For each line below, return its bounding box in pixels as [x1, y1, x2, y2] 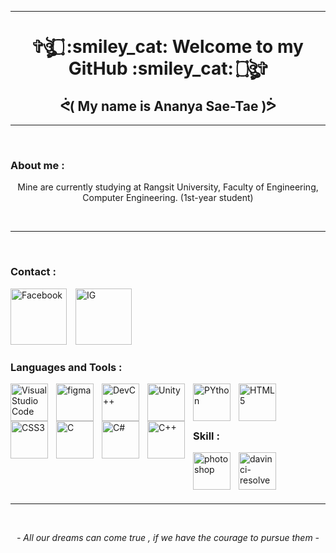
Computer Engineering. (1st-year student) [82, 192, 254, 204]
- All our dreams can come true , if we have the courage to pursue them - [16, 532, 320, 544]
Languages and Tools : [10, 360, 123, 374]
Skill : [193, 429, 220, 443]
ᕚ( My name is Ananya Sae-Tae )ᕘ [59, 97, 277, 115]
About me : [10, 158, 65, 172]
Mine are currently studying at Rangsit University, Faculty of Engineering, [17, 181, 319, 193]
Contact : [10, 265, 57, 279]
